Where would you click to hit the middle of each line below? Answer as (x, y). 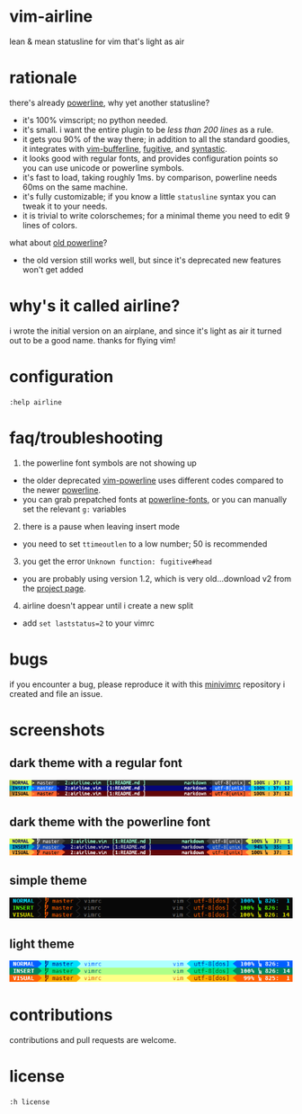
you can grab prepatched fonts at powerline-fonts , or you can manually (155, 499)
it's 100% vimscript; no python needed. (95, 120)
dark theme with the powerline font (110, 821)
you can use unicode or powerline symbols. (103, 167)
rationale (44, 78)
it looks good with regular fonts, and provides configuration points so (150, 158)
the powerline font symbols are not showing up (110, 463)
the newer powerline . (62, 490)
